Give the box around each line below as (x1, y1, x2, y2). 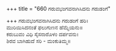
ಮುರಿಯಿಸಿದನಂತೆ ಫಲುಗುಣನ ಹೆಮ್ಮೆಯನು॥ (6, 24, 83, 31)
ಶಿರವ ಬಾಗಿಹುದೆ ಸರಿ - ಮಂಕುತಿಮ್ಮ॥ (6, 37, 71, 44)
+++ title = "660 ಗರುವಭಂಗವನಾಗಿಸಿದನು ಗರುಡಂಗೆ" (6, 5, 111, 12)
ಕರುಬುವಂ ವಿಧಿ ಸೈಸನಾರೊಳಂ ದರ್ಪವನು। (6, 31, 79, 38)
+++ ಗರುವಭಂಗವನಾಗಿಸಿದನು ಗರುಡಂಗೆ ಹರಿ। (6, 17, 89, 24)
